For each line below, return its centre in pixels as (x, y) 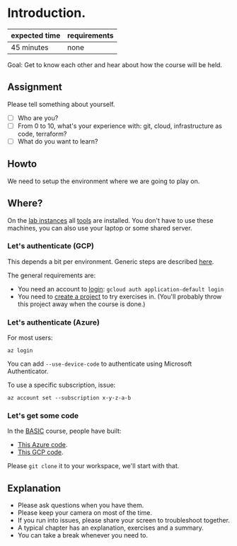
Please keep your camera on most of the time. (85, 513)
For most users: (30, 338)
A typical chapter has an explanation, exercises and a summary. (110, 528)
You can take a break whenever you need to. (83, 535)
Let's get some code (43, 416)
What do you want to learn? (58, 141)
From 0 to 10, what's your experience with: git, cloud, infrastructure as (120, 126)
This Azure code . (42, 445)
